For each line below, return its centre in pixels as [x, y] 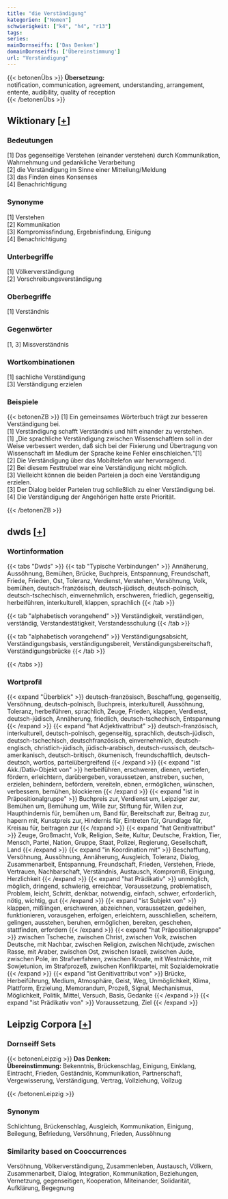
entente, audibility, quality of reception [61, 92]
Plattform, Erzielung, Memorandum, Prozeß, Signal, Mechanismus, [100, 988]
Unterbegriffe [30, 256]
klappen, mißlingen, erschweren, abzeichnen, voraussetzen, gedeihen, [106, 908]
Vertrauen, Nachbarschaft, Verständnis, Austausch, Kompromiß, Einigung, [111, 872]
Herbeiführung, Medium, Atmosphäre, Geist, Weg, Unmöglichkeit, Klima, [109, 981]
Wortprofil [25, 682]
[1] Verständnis [28, 312]
